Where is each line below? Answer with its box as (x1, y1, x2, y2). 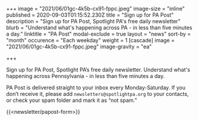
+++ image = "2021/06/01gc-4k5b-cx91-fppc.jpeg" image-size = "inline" (6, 5, 186, 12)
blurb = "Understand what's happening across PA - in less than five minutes (6, 24, 193, 31)
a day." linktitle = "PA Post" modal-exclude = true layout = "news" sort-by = (6, 30, 191, 38)
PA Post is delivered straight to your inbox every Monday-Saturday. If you (6, 84, 186, 91)
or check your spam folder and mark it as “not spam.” (6, 97, 137, 104)
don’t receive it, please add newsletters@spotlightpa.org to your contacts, (6, 91, 189, 97)
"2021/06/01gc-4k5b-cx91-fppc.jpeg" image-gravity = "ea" (6, 43, 152, 50)
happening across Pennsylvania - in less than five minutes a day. (6, 73, 165, 79)
